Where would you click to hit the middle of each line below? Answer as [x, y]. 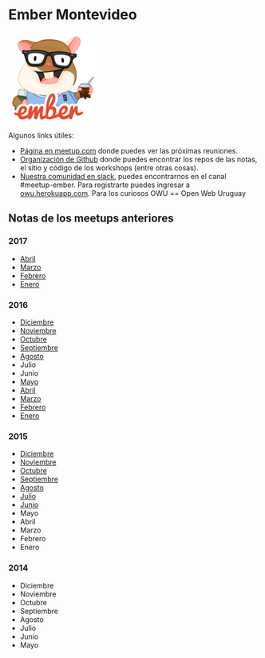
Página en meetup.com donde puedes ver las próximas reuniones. [129, 150]
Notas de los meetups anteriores [91, 219]
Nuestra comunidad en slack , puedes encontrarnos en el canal [123, 176]
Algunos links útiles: [41, 135]
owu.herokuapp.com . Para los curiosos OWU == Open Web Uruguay [132, 193]
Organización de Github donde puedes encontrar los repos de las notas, [138, 159]
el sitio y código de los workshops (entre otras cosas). [109, 167]
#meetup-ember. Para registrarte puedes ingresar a [105, 185]
